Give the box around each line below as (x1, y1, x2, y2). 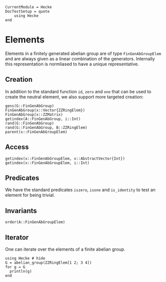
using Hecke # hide (5, 256, 46, 261)
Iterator (5, 233, 29, 241)
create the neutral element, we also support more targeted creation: (5, 94, 144, 100)
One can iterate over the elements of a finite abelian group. (5, 246, 125, 252)
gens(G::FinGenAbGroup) (5, 103, 55, 109)
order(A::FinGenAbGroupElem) (5, 220, 65, 225)
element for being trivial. (5, 192, 55, 198)
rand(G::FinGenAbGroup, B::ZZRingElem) (5, 125, 88, 130)
